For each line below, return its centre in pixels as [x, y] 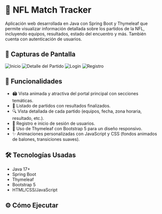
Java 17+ [21, 169]
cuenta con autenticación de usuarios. [43, 39]
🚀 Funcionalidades [34, 82]
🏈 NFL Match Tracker [48, 10]
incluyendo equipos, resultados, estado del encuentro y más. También [76, 34]
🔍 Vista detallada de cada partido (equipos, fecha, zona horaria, [77, 111]
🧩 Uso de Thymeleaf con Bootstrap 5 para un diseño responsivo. [77, 128]
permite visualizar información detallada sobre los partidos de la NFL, [75, 28]
